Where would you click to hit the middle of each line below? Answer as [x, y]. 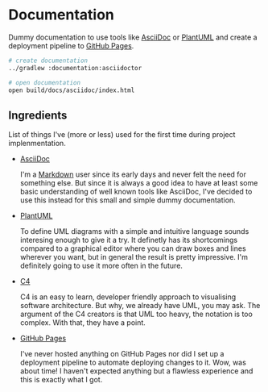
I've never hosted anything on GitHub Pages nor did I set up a [122, 354]
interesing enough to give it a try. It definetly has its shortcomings [129, 240]
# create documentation [48, 60]
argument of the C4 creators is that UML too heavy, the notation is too [136, 314]
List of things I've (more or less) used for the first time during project [122, 135]
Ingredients [38, 115]
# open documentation [45, 82]
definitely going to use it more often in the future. [101, 266]
